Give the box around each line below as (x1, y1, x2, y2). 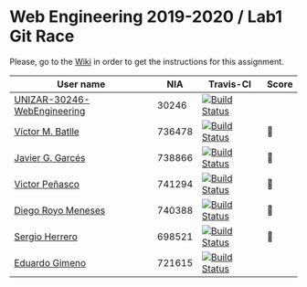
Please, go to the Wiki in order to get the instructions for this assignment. (9, 56, 285, 67)
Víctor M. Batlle (14, 125, 79, 138)
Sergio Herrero (14, 230, 78, 243)
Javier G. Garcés (14, 151, 86, 164)
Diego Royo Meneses (14, 204, 106, 217)
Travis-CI (208, 78, 252, 90)
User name (57, 78, 106, 90)
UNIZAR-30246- (14, 93, 90, 106)
